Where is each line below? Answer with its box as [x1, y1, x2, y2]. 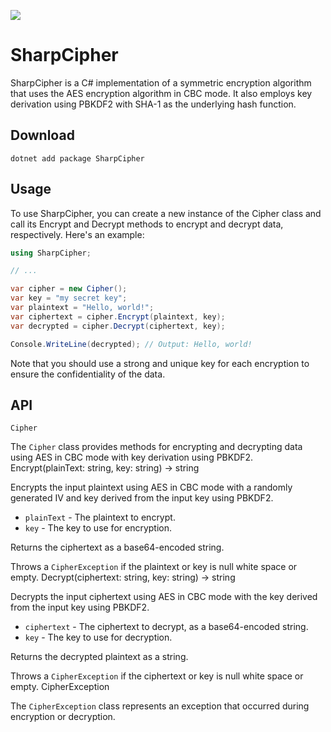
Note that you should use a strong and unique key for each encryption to [10, 357, 310, 369]
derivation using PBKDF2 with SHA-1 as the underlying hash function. [10, 98, 297, 110]
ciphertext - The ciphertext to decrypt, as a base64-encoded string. [24, 621, 309, 633]
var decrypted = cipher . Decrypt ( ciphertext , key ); [10, 321, 226, 331]
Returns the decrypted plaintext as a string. [10, 651, 189, 663]
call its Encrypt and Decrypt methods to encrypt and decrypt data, [10, 218, 284, 230]
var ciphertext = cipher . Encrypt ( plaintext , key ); [10, 311, 226, 322]
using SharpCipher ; [10, 248, 92, 258]
